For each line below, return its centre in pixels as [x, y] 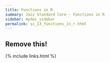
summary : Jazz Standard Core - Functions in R [55, 14]
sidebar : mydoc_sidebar [30, 19]
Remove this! [26, 44]
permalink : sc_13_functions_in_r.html [46, 24]
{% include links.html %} [31, 56]
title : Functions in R [29, 10]
